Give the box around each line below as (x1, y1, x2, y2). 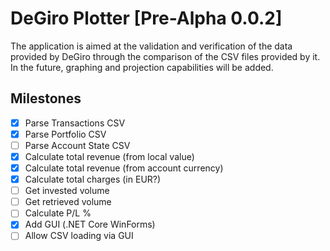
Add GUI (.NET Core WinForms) (24, 218, 156, 231)
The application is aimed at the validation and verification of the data (10, 40, 293, 52)
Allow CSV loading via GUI (24, 230, 134, 242)
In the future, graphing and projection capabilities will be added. (10, 61, 274, 73)
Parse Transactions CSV (24, 117, 126, 129)
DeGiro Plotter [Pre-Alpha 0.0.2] (10, 7, 283, 30)
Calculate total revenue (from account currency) (24, 162, 224, 174)
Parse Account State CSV (24, 139, 131, 151)
